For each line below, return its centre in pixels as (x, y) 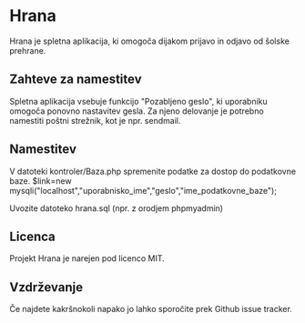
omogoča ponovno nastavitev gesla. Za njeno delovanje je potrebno (137, 111)
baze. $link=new (41, 181)
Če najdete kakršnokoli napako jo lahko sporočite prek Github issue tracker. (151, 309)
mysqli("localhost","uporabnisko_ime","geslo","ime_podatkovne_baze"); (143, 190)
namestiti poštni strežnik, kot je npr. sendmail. (95, 120)
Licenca (33, 236)
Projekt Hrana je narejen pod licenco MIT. (87, 258)
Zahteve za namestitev (76, 80)
